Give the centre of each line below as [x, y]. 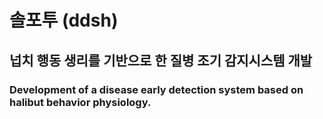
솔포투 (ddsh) [64, 20]
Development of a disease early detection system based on [156, 89]
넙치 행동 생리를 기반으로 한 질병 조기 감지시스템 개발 [161, 60]
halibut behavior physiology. [80, 102]
